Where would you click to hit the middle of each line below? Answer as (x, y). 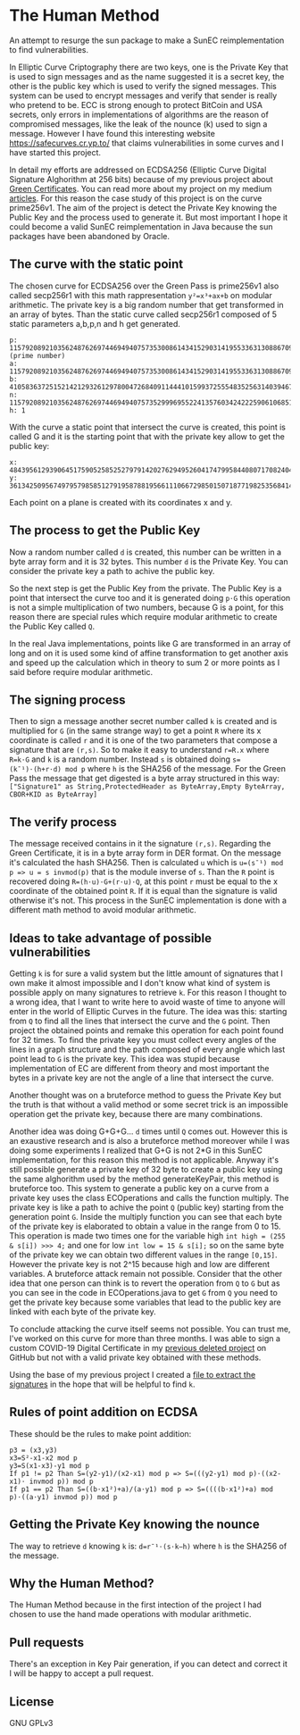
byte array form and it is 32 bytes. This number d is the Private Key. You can (149, 561)
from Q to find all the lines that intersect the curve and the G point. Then (140, 1021)
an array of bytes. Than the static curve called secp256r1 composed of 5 (143, 314)
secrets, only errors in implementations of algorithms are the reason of (139, 114)
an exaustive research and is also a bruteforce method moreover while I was (150, 1141)
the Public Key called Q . (52, 626)
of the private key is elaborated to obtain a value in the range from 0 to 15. (145, 1226)
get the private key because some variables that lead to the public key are (145, 1302)
